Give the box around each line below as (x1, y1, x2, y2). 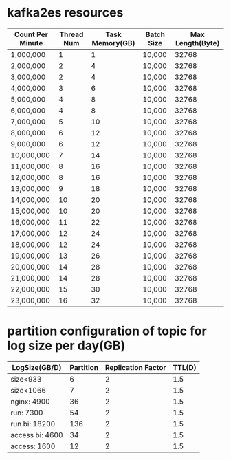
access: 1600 (10, 441, 56, 451)
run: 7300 (10, 408, 43, 417)
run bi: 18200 (10, 419, 56, 428)
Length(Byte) (175, 38, 220, 47)
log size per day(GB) (7, 338, 126, 353)
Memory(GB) (91, 38, 135, 47)
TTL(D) (173, 362, 197, 372)
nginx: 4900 (10, 397, 50, 406)
